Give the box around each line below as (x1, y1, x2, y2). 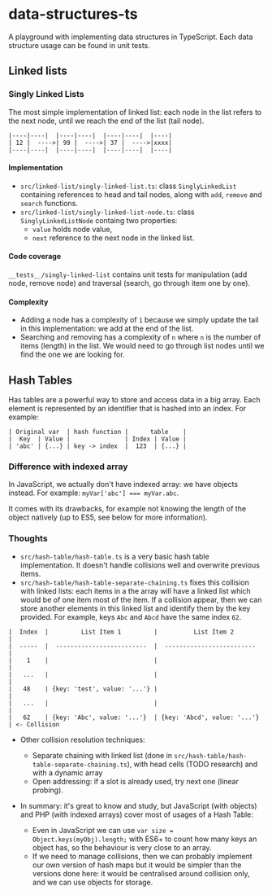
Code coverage (8, 252, 62, 261)
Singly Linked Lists (8, 89, 84, 100)
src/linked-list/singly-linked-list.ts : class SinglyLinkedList (19, 181, 237, 191)
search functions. (19, 198, 79, 208)
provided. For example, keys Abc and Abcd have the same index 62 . (19, 612, 242, 621)
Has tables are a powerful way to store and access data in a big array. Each (8, 395, 261, 405)
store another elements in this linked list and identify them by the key (19, 603, 251, 613)
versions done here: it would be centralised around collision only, (32, 868, 250, 878)
